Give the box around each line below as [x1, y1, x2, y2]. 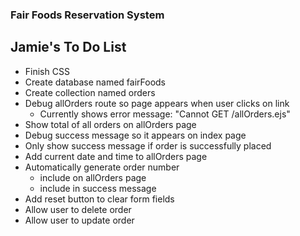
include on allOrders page [39, 171, 147, 183]
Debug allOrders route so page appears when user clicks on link [24, 97, 290, 109]
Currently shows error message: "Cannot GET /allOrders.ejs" [39, 108, 291, 120]
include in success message [39, 182, 157, 194]
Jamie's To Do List [10, 39, 127, 56]
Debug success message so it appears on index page [24, 129, 247, 141]
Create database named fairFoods [24, 76, 167, 88]
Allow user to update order [24, 214, 135, 226]
